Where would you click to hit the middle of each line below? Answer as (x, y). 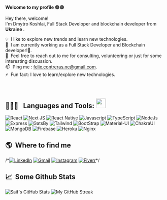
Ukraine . (15, 29)
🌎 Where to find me (38, 145)
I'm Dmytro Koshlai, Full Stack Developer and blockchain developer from (81, 24)
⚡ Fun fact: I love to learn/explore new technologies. (60, 74)
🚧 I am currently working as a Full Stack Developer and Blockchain (75, 45)
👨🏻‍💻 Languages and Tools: (50, 105)
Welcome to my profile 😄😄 (35, 7)
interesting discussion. (29, 61)
